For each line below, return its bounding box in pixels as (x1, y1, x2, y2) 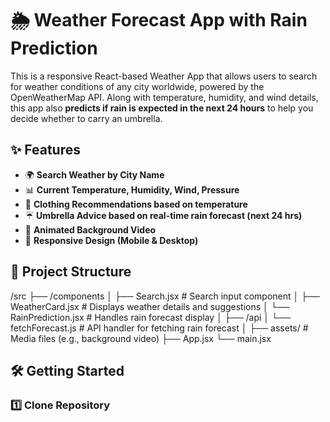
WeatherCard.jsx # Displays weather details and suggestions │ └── (10, 300, 290, 312)
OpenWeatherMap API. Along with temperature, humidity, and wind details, (10, 91, 319, 103)
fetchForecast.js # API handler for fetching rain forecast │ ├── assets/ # (10, 322, 309, 334)
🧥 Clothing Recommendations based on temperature (24, 198, 248, 210)
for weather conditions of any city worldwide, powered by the (10, 80, 265, 92)
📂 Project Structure (10, 263, 132, 281)
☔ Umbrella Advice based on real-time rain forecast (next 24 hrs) (24, 209, 303, 221)
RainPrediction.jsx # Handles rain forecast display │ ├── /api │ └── (10, 311, 291, 323)
